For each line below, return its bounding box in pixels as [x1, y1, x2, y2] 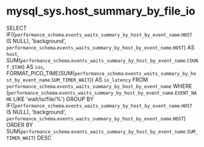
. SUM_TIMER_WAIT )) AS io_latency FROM [49, 76, 148, 83]
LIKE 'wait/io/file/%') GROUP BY [13, 95, 94, 103]
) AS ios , [22, 63, 45, 70]
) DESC [33, 134, 52, 141]
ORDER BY [6, 121, 33, 128]
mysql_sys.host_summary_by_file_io [6, 4, 196, 18]
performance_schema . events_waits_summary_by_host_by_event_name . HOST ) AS [6, 44, 195, 51]
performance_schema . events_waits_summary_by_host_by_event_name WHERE [6, 82, 192, 89]
